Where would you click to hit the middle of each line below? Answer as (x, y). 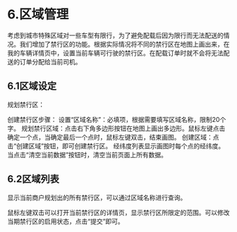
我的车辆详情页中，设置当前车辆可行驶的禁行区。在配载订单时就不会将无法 (115, 53)
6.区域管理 (38, 14)
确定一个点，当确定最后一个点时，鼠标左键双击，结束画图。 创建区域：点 (113, 137)
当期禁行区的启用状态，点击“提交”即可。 (66, 221)
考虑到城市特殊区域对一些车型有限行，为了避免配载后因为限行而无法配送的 (115, 35)
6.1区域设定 (32, 86)
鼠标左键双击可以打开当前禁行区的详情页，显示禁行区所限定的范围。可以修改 (119, 212)
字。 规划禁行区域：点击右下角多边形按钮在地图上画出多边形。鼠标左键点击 (116, 128)
